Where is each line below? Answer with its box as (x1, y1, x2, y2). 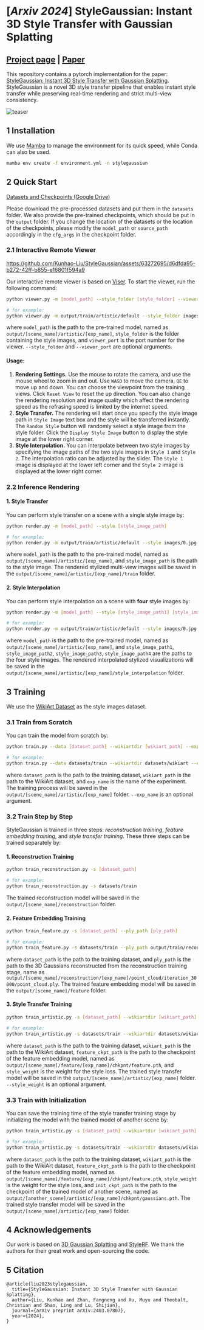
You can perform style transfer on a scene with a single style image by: (6, 511, 185, 518)
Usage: (6, 357, 25, 364)
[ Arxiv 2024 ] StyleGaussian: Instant (6, 4, 192, 18)
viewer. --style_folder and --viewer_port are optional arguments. (6, 343, 172, 350)
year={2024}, (12, 1313, 45, 1319)
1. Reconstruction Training (6, 853, 74, 860)
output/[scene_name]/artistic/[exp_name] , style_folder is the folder (6, 330, 180, 338)
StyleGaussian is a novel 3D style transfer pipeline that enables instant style (6, 83, 196, 91)
